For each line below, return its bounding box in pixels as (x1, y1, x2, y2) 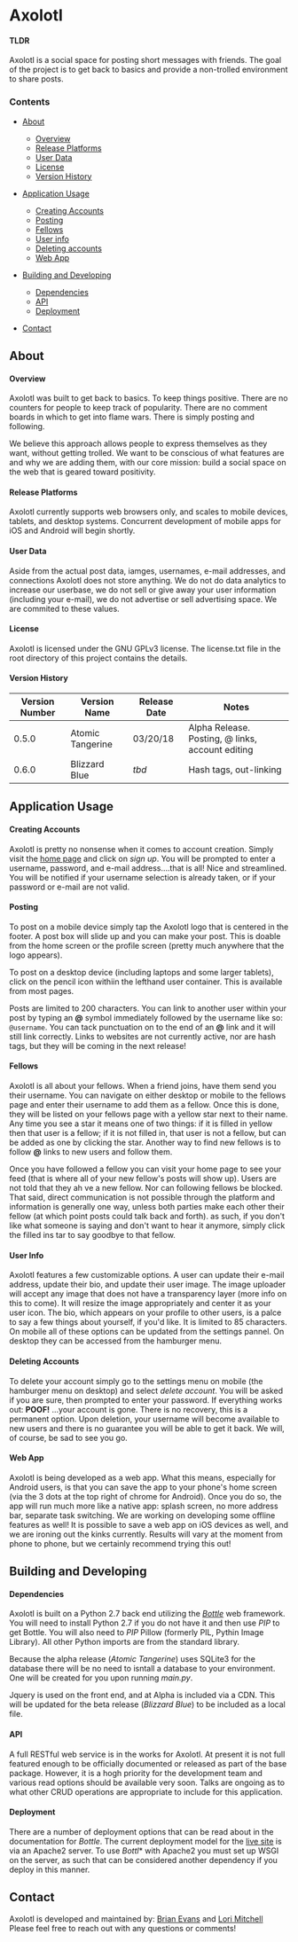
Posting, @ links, (188, 732, 257, 745)
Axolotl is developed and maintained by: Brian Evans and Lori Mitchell (9, 1913, 263, 1924)
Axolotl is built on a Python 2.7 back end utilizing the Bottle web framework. (9, 1609, 286, 1619)
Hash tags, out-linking (188, 763, 282, 776)
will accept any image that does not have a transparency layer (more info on (9, 1288, 287, 1299)
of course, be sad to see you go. (9, 1432, 129, 1443)
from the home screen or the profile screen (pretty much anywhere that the (9, 940, 285, 951)
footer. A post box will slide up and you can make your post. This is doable (9, 930, 281, 941)
